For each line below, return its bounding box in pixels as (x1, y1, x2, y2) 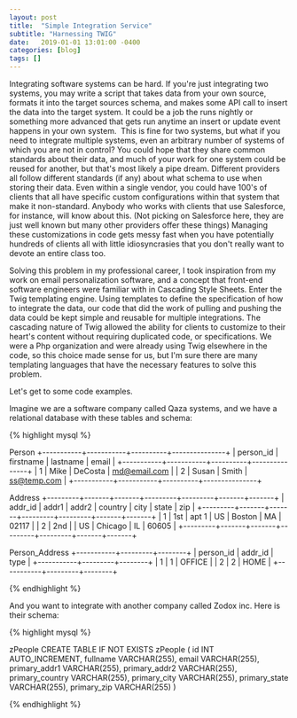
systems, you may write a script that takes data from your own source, (9, 88, 267, 98)
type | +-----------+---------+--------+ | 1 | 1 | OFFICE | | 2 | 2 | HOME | (9, 557, 271, 567)
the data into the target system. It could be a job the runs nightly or (9, 107, 254, 117)
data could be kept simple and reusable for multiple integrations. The (9, 312, 262, 323)
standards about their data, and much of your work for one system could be (9, 154, 286, 164)
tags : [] (9, 54, 42, 63)
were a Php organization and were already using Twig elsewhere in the (9, 340, 268, 351)
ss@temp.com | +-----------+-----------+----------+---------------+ (9, 475, 262, 486)
